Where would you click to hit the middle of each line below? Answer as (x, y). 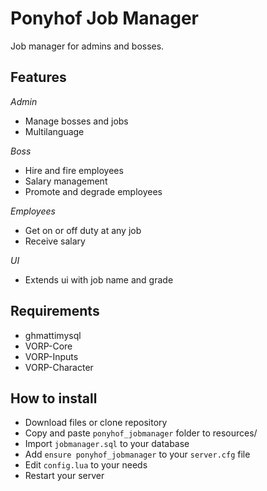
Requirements (55, 311)
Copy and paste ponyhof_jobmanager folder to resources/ (141, 433)
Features (38, 77)
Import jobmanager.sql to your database (107, 444)
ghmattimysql (53, 335)
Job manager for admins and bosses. (87, 46)
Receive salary (55, 241)
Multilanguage (54, 131)
